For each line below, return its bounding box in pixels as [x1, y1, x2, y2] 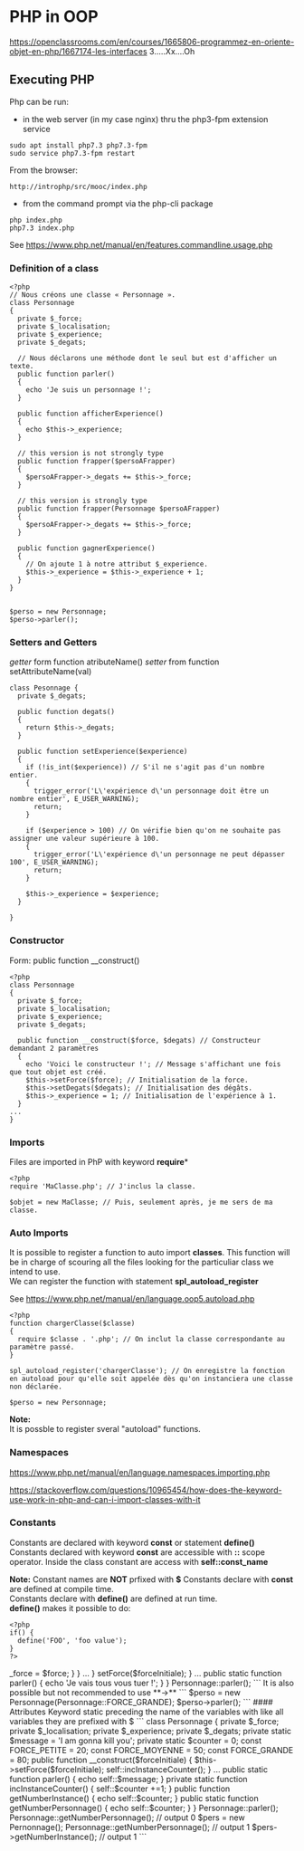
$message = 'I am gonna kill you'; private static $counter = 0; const [9, 1735, 262, 1746]
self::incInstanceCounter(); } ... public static [106, 1763, 269, 1775]
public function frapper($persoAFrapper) [17, 457, 176, 466]
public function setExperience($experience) [17, 747, 188, 757]
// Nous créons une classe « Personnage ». [9, 291, 176, 300]
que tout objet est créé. [9, 1067, 107, 1076]
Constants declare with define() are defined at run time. [9, 1593, 218, 1604]
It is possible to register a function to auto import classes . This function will [9, 1247, 290, 1258]
